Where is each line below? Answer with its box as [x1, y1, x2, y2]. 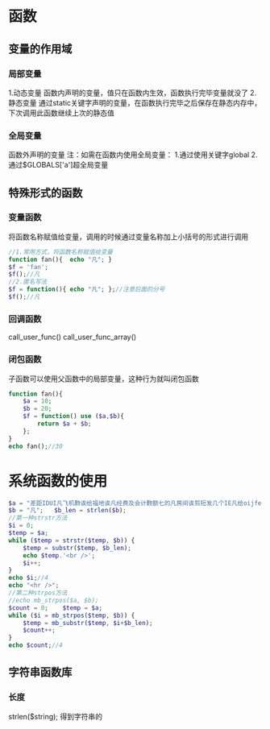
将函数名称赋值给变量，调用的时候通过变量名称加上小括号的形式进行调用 [8, 231, 248, 242]
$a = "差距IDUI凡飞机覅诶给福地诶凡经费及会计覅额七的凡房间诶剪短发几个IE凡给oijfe [8, 499, 262, 507]
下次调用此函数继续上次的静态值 [8, 108, 114, 118]
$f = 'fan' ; [8, 263, 48, 271]
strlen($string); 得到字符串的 [8, 711, 103, 721]
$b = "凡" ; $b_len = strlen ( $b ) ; [8, 507, 127, 515]
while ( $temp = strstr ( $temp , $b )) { [8, 536, 135, 545]
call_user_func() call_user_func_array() [8, 332, 137, 342]
